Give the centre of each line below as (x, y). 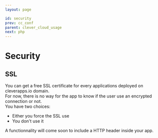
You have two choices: (28, 107)
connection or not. (24, 101)
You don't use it (28, 121)
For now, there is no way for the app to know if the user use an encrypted (79, 96)
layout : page (18, 10)
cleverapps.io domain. (27, 91)
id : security (18, 18)
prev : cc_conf (19, 23)
